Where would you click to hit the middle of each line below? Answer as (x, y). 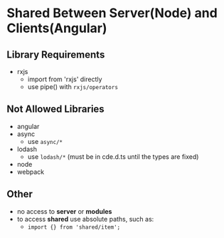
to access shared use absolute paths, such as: (85, 219)
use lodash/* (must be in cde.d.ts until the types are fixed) (113, 156)
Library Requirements (56, 55)
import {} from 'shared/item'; (74, 227)
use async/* (45, 141)
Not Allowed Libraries (55, 109)
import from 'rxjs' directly (65, 79)
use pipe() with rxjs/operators (73, 87)
